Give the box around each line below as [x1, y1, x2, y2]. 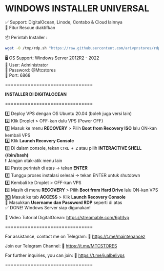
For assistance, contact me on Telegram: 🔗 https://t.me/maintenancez [5, 233, 145, 239]
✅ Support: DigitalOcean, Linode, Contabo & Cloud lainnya [5, 19, 123, 25]
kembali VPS [5, 132, 31, 138]
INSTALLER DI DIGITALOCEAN [5, 91, 67, 97]
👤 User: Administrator [5, 62, 49, 68]
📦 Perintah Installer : [5, 34, 48, 40]
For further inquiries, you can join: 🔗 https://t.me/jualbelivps [5, 252, 125, 258]
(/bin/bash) [5, 152, 29, 158]
